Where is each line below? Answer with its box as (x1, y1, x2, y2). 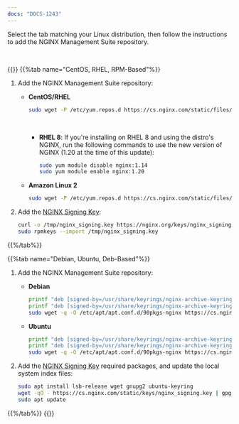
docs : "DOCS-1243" (7, 10, 62, 18)
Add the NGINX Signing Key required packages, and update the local (17, 362, 220, 370)
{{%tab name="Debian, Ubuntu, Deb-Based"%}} (7, 254, 151, 263)
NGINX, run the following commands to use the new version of (38, 140, 223, 149)
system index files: (17, 369, 73, 378)
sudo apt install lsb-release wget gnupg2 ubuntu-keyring (17, 383, 193, 391)
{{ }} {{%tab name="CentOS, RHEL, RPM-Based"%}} (7, 65, 161, 73)
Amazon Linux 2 (28, 181, 78, 190)
